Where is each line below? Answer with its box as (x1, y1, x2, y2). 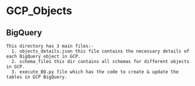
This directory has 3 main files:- (6, 43, 94, 49)
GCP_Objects (6, 4, 72, 18)
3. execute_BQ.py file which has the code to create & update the (11, 69, 179, 75)
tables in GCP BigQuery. (6, 74, 68, 80)
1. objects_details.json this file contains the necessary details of (11, 48, 190, 54)
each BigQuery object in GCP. (6, 54, 81, 59)
